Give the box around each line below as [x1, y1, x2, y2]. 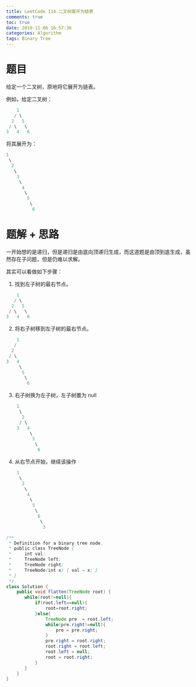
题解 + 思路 [6, 228, 60, 241]
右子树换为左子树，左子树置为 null [14, 392, 97, 399]
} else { [35, 610, 51, 617]
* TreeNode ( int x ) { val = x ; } [8, 567, 98, 573]
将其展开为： [6, 140, 37, 147]
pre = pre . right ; [56, 627, 98, 633]
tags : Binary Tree [6, 36, 51, 42]
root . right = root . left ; [45, 644, 106, 650]
